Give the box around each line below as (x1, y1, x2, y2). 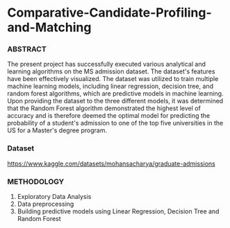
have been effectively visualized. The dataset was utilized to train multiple (7, 75, 219, 83)
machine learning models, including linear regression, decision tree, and (7, 82, 214, 91)
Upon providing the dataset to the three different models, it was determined (7, 97, 224, 105)
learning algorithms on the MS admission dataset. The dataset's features (7, 67, 215, 76)
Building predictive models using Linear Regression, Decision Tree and (17, 207, 220, 216)
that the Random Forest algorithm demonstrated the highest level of (7, 104, 202, 112)
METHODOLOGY (7, 177, 65, 186)
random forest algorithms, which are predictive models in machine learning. (7, 89, 224, 98)
